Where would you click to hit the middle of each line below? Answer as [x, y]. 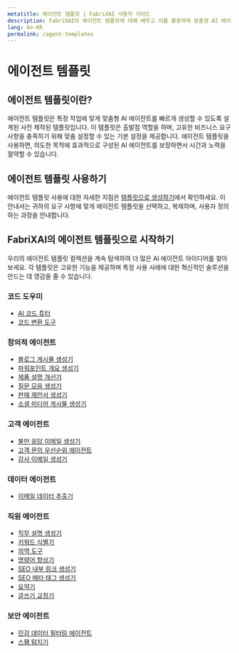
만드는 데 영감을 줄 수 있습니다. [50, 276]
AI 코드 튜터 [34, 313]
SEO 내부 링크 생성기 [47, 569]
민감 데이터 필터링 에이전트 [55, 633]
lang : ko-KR [25, 27]
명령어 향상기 [36, 560]
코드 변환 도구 [37, 323]
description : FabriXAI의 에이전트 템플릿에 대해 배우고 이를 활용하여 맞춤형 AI [113, 21]
